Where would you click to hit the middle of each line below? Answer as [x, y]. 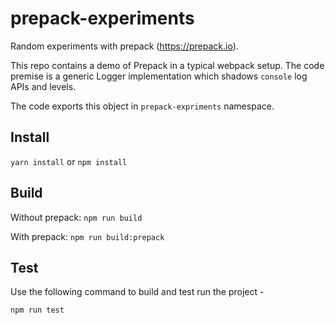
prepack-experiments [102, 18]
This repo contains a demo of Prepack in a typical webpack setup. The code [167, 65]
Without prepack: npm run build [76, 217]
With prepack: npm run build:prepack [87, 236]
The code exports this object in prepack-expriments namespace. [142, 106]
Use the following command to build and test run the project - [137, 292]
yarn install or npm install [69, 161]
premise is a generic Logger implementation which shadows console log [159, 76]
